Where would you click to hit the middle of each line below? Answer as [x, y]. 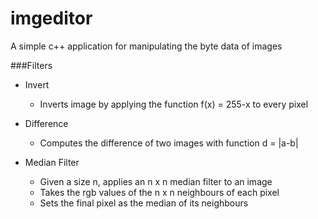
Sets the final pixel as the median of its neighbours [144, 203]
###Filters [31, 65]
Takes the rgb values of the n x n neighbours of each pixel [159, 192]
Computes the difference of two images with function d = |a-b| [169, 143]
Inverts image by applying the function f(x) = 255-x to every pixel [174, 104]
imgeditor [51, 18]
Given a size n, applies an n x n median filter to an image [156, 181]
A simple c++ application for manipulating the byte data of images [146, 46]
